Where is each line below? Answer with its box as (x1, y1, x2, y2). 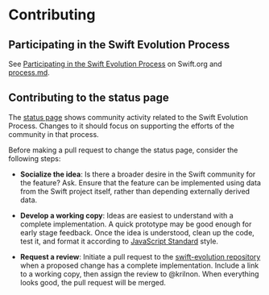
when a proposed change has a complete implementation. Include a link (19, 260, 259, 270)
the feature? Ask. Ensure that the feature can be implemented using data (19, 177, 262, 187)
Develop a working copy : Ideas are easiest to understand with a (19, 210, 234, 220)
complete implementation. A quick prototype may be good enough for (19, 219, 252, 229)
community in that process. (8, 129, 99, 139)
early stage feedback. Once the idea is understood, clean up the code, (19, 227, 255, 237)
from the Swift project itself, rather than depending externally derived (19, 186, 250, 196)
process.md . (8, 68, 50, 77)
